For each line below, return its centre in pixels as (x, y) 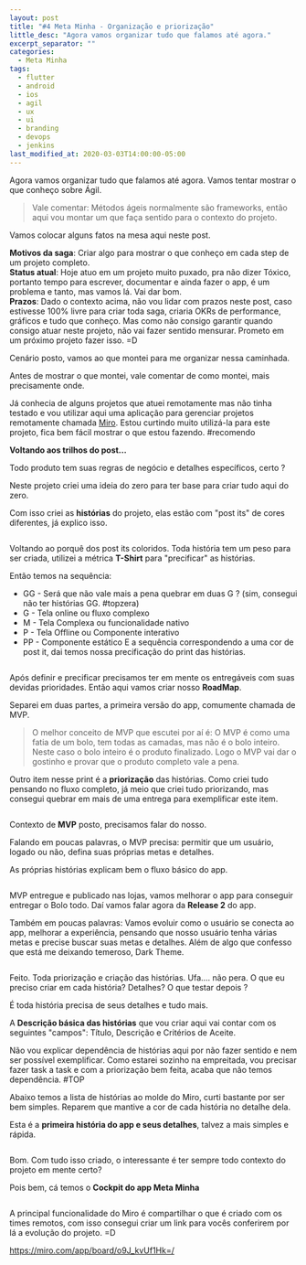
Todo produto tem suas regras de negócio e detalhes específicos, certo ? (148, 467)
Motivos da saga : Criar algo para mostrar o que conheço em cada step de (149, 252)
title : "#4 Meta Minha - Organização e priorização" (112, 27)
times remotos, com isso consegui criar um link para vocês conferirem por (149, 1223)
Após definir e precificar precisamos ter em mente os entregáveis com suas (152, 677)
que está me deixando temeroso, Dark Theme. (97, 951)
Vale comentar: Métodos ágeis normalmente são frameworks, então (159, 208)
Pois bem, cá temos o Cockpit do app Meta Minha (105, 1187)
